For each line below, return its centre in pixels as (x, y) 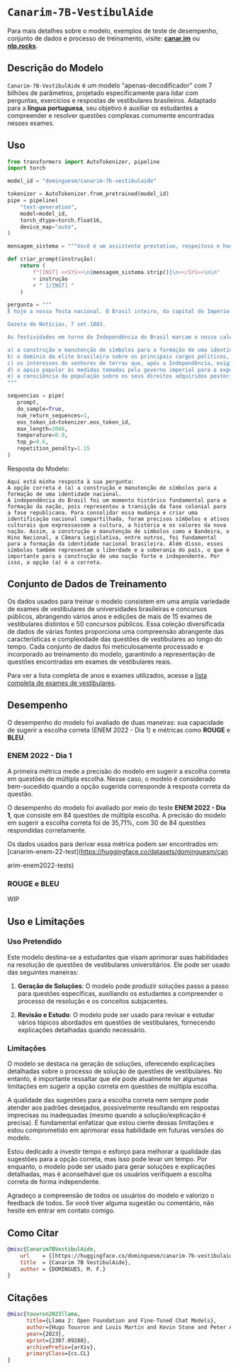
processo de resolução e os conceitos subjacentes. (93, 1001)
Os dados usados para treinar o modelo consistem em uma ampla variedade (119, 601)
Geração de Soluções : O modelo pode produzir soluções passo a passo (123, 986)
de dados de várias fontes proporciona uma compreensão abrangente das (116, 631)
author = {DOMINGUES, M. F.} (63, 1269)
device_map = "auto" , (49, 227)
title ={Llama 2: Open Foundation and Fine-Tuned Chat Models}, (121, 1321)
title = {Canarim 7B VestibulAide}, (76, 1262)
